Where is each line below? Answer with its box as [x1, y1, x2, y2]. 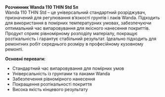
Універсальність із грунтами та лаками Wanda [12, 71, 110, 76]
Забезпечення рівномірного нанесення [12, 76, 95, 82]
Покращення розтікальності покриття [12, 81, 92, 87]
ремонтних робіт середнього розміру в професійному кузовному [5, 41, 144, 47]
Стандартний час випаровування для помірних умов [12, 65, 124, 71]
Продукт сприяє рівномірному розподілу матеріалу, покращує [5, 31, 138, 36]
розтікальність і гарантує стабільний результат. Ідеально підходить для [5, 36, 157, 42]
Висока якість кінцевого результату [12, 87, 88, 92]
